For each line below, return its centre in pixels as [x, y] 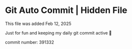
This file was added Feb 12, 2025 [38, 24]
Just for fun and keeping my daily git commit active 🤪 [58, 33]
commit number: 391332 [30, 42]
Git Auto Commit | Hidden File [66, 10]
